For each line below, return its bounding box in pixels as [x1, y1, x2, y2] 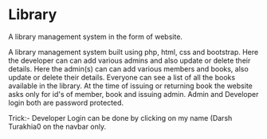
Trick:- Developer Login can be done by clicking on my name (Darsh [8, 113, 233, 122]
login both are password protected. [8, 98, 124, 107]
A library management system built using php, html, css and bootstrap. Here [8, 47, 259, 56]
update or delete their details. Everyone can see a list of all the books [8, 72, 236, 82]
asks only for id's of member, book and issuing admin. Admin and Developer [8, 89, 259, 98]
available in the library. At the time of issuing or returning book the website [8, 81, 253, 91]
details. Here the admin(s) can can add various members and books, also [8, 64, 249, 73]
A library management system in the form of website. [8, 32, 183, 41]
